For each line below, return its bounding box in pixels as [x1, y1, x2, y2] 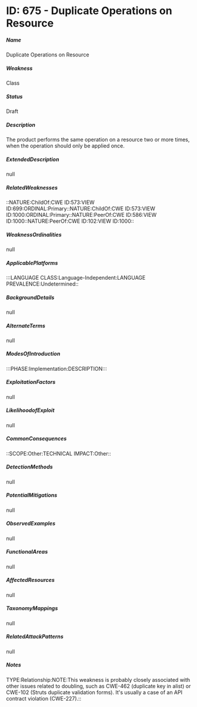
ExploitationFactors [6, 378, 56, 386]
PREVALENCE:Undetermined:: [6, 280, 79, 287]
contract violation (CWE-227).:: [6, 695, 82, 702]
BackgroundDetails [6, 294, 55, 301]
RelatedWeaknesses [6, 184, 58, 191]
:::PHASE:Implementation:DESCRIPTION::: [6, 365, 108, 372]
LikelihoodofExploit [6, 407, 55, 414]
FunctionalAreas [6, 548, 48, 555]
